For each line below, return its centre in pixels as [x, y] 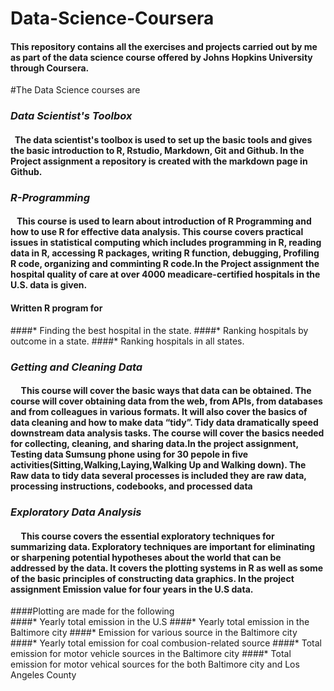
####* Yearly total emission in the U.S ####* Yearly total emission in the [160, 622]
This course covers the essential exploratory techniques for [147, 536]
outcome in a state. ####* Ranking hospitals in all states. [127, 341]
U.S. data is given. [49, 285]
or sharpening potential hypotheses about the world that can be [146, 557]
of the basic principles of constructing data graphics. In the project [152, 578]
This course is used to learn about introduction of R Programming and [164, 221]
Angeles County [43, 675]
